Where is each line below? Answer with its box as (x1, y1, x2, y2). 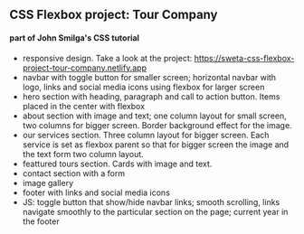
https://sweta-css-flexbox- (194, 52, 295, 63)
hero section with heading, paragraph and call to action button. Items (22, 90, 280, 102)
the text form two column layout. (22, 148, 145, 159)
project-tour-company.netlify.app (22, 62, 147, 73)
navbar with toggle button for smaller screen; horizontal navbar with (22, 71, 277, 82)
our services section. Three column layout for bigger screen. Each (22, 129, 270, 140)
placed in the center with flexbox (22, 100, 146, 111)
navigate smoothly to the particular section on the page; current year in (22, 206, 289, 217)
